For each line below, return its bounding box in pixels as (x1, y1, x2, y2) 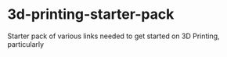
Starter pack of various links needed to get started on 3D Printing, (7, 31, 220, 41)
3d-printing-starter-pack (7, 5, 175, 23)
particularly (7, 39, 45, 48)
